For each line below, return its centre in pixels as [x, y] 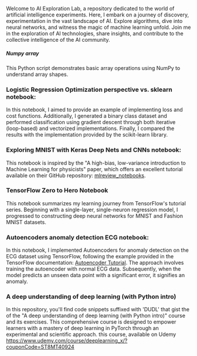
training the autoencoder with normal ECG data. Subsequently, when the [94, 269]
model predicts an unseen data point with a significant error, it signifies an [96, 275]
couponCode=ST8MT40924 [40, 347]
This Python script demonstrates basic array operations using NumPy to [93, 68]
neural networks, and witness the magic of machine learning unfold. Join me [98, 27]
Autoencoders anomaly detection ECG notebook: [78, 237]
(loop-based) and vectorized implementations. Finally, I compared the [90, 128]
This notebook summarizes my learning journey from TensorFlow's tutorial [96, 203]
